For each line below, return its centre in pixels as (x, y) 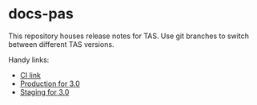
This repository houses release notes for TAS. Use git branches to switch (129, 36)
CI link (30, 75)
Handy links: (29, 60)
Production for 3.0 (50, 84)
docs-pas (41, 14)
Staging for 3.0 (44, 91)
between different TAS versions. (61, 44)
